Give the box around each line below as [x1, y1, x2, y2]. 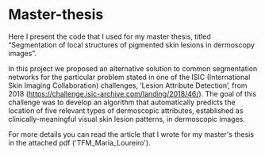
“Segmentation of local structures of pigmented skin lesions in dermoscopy [8, 40, 255, 49]
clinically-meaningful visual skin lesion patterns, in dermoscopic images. [8, 114, 246, 123]
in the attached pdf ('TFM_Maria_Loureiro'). [8, 138, 151, 147]
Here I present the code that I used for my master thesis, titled [8, 32, 212, 41]
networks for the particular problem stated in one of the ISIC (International [8, 72, 251, 81]
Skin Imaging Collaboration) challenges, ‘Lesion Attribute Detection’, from [8, 81, 248, 90]
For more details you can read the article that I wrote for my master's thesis [8, 129, 255, 139]
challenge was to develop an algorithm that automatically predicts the [8, 97, 236, 107]
